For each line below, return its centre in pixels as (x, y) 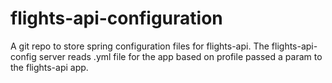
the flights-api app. (49, 67)
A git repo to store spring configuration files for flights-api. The (140, 46)
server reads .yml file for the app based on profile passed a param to (180, 56)
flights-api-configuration (116, 18)
